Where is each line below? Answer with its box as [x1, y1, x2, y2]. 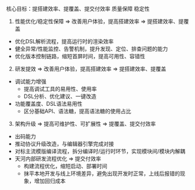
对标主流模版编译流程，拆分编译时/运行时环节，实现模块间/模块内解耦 [14, 148, 185, 154]
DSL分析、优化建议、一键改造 [23, 93, 97, 100]
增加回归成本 [34, 178, 66, 184]
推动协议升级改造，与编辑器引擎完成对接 [14, 140, 114, 147]
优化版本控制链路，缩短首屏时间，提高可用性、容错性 [14, 53, 146, 59]
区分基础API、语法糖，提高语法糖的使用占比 [23, 107, 131, 115]
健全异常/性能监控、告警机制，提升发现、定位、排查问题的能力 [14, 45, 168, 52]
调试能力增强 [14, 78, 46, 85]
